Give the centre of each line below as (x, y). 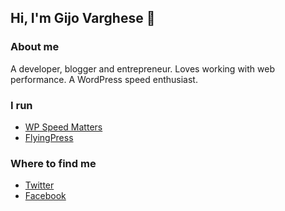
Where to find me (53, 163)
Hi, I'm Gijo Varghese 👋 (83, 18)
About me (35, 47)
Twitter (39, 185)
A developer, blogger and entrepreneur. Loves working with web (142, 68)
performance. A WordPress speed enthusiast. (104, 79)
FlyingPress (49, 137)
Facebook (45, 196)
